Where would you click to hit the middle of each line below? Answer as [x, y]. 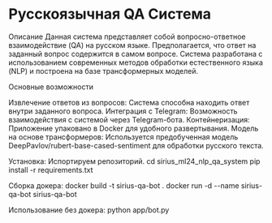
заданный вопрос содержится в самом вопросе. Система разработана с [136, 54]
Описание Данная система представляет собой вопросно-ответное [127, 36]
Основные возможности [51, 87]
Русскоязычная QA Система [110, 14]
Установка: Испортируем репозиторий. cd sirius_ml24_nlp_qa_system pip [134, 161]
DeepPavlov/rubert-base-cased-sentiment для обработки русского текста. [136, 145]
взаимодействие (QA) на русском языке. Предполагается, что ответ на [132, 45]
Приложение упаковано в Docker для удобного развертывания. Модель [134, 128]
